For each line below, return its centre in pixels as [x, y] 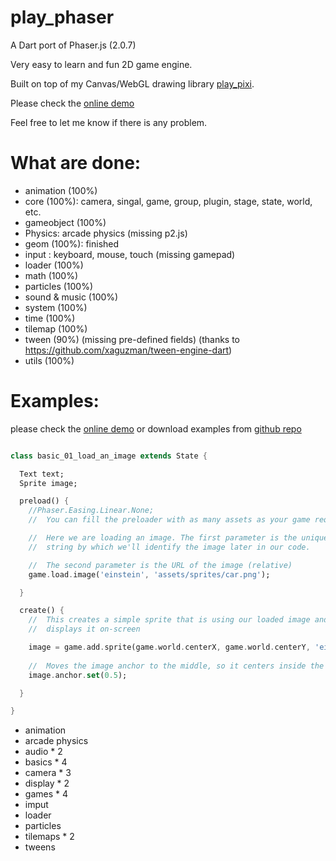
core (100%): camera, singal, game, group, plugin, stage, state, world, [168, 201]
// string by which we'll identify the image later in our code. [169, 547]
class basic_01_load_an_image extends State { [109, 456]
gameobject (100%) [65, 222]
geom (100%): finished [72, 243]
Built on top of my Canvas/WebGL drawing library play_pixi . [132, 83]
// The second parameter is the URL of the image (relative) [160, 565]
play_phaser [62, 17]
